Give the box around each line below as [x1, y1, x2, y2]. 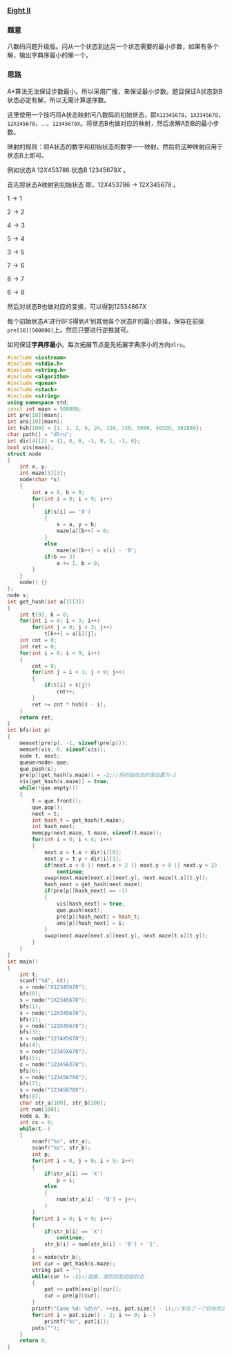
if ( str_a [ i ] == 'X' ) [43, 1170, 104, 1177]
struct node [7, 450, 41, 458]
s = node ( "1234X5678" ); [19, 1036, 88, 1042]
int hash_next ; [32, 823, 76, 830]
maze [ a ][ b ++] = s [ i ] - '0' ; [56, 547, 137, 554]
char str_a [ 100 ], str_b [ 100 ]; [19, 1100, 107, 1107]
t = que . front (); [32, 797, 81, 804]
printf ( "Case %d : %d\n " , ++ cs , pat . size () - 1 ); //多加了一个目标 [32, 1305, 217, 1312]
